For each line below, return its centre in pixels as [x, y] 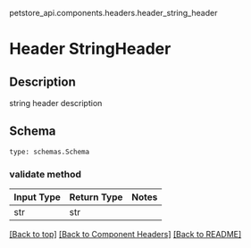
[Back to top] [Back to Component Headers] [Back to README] [125, 235]
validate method [46, 174]
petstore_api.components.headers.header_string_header [113, 13]
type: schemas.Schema [50, 152]
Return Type [96, 197]
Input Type [37, 197]
